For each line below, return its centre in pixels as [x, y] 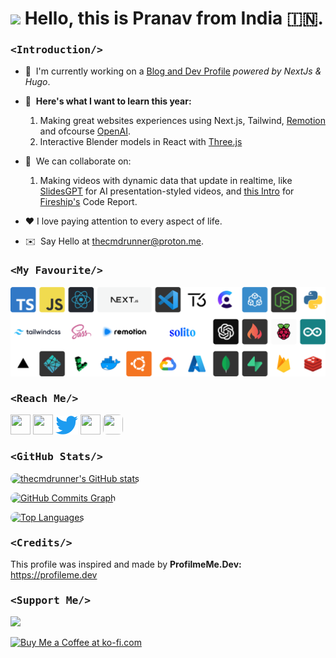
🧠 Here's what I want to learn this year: [108, 101]
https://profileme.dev [54, 574]
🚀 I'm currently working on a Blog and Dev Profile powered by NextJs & [173, 71]
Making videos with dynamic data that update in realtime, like [166, 181]
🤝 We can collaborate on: [78, 161]
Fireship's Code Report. [88, 202]
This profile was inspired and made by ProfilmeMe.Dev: [126, 564]
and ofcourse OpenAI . [85, 131]
